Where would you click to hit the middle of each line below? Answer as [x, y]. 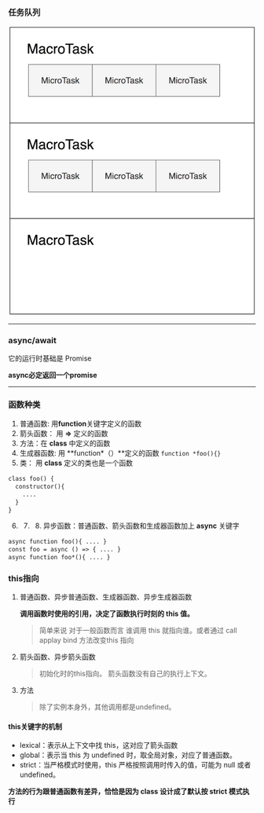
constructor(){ [40, 486]
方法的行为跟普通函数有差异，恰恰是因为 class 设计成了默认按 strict [118, 792]
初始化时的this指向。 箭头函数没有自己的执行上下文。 [125, 674]
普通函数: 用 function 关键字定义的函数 [81, 423]
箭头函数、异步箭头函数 [57, 657]
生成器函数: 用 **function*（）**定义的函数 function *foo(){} [120, 452]
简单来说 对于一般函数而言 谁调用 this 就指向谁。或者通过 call [138, 630]
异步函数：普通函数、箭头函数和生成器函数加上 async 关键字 [141, 526]
